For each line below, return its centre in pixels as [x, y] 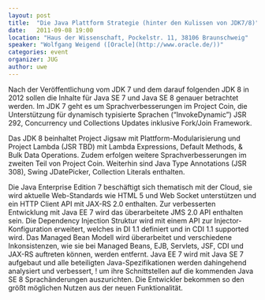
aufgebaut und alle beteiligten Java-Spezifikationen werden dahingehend [127, 262]
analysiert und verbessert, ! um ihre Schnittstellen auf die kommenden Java [131, 271]
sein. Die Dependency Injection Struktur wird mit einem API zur [110, 220]
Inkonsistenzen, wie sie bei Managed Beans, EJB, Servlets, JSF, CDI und [126, 246]
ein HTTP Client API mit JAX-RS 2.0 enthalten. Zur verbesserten [112, 204]
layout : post [30, 15]
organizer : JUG [33, 60]
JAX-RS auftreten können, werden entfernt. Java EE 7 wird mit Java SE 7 [126, 254]
